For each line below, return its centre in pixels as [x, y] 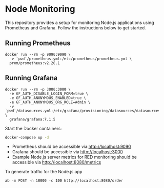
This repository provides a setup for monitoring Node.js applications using [80, 23]
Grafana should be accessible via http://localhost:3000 [67, 152]
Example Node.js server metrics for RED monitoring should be [74, 157]
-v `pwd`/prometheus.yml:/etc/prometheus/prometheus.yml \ [71, 59]
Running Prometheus [38, 43]
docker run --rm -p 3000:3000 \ [38, 89]
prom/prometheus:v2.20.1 [35, 63]
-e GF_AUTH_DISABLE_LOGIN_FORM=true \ [49, 94]
